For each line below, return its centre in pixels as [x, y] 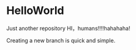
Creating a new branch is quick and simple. [61, 40]
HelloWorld [35, 11]
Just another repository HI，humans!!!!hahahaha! [68, 28]
